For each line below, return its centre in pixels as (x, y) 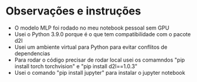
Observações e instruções (73, 11)
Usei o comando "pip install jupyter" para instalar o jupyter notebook (100, 72)
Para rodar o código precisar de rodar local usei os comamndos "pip (100, 60)
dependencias (32, 53)
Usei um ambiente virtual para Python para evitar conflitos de (91, 47)
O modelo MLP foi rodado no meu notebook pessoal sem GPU (92, 28)
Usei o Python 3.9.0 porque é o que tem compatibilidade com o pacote (102, 34)
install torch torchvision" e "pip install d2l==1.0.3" (76, 66)
